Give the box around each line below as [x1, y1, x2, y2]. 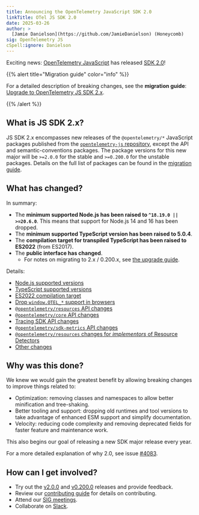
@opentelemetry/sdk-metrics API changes [14, 323, 118, 331]
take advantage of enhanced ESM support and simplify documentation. [14, 414, 192, 421]
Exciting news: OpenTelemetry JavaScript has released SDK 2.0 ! [6, 58, 166, 66]
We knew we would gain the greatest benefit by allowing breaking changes [6, 376, 192, 384]
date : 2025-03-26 [6, 20, 50, 26]
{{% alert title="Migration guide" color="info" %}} [6, 70, 129, 78]
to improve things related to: [6, 383, 76, 390]
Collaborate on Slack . [14, 502, 69, 510]
